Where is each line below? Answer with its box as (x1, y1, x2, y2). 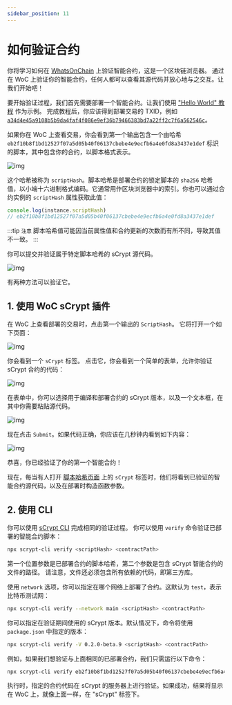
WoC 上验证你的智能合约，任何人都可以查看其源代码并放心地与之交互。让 (14, 75, 224, 83)
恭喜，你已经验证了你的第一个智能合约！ (7, 458, 122, 467)
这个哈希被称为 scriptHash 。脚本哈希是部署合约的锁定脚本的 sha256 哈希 (7, 176, 213, 184)
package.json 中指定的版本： (7, 627, 88, 635)
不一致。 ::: (7, 235, 39, 244)
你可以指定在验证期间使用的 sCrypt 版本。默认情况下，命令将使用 (7, 619, 193, 627)
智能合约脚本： (19, 532, 62, 540)
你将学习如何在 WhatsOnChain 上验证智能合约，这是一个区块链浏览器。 (7, 66, 211, 75)
